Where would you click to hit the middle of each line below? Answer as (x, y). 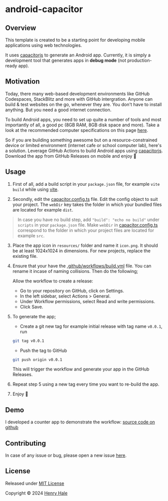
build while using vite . (35, 189)
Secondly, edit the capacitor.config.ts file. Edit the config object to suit (85, 199)
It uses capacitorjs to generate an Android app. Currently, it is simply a (78, 55)
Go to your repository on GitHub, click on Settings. (72, 291)
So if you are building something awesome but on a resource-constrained (81, 140)
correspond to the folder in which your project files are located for (86, 230)
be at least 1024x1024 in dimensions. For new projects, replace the (81, 251)
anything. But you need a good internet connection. (58, 110)
